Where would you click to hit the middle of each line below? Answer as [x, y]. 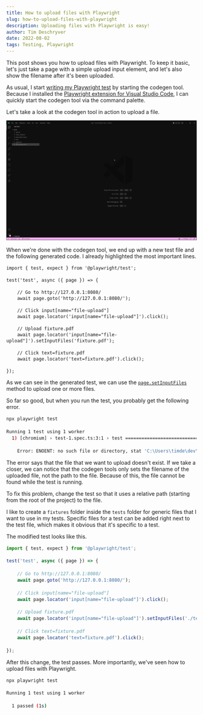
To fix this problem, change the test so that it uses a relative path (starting [98, 493]
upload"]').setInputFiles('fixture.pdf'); [60, 341]
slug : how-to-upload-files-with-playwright [62, 19]
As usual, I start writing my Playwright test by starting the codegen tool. [95, 87]
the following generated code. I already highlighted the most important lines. [101, 256]
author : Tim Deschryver [36, 32]
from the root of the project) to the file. [54, 500]
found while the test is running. [45, 482]
